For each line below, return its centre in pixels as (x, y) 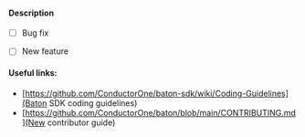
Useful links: (33, 72)
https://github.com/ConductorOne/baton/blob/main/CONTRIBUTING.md (160, 112)
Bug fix (35, 33)
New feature (45, 51)
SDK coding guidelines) (93, 103)
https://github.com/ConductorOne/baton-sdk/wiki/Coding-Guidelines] (157, 93)
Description (32, 13)
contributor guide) (81, 122)
